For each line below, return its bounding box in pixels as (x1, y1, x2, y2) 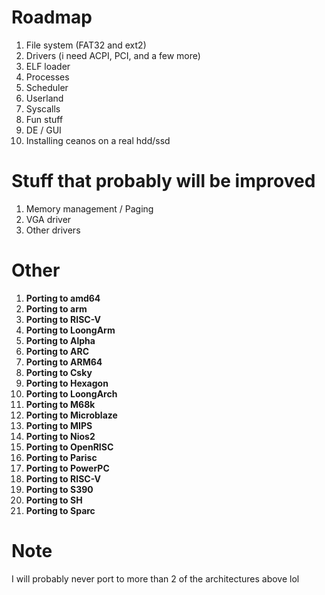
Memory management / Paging (25, 202, 154, 215)
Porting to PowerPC (25, 462, 110, 474)
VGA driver (25, 213, 72, 225)
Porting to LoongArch (25, 387, 118, 400)
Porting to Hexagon (25, 377, 109, 389)
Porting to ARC (25, 345, 90, 357)
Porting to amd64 (25, 292, 101, 304)
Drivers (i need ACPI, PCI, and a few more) (25, 49, 201, 61)
